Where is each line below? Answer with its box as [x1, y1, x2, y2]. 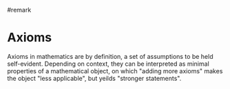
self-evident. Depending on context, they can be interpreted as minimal [7, 60, 210, 68]
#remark [7, 6, 32, 14]
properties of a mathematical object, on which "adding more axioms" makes [7, 66, 223, 75]
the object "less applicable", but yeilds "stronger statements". [7, 74, 182, 82]
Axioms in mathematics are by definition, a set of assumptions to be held [7, 52, 213, 60]
